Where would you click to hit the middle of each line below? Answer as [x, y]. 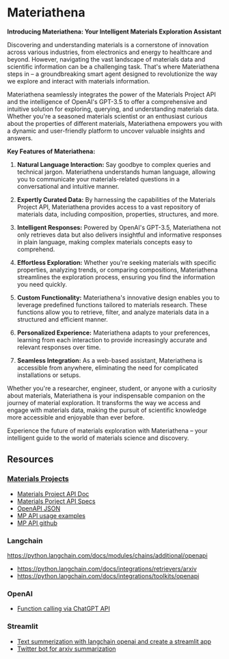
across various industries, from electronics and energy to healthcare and [109, 52]
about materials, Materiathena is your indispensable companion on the [106, 396]
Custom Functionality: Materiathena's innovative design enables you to [118, 297]
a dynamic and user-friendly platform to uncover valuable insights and [106, 131]
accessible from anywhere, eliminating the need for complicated [107, 367]
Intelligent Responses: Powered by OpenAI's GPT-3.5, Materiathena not [119, 227]
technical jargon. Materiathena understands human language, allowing [116, 172]
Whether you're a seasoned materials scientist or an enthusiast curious [107, 116]
